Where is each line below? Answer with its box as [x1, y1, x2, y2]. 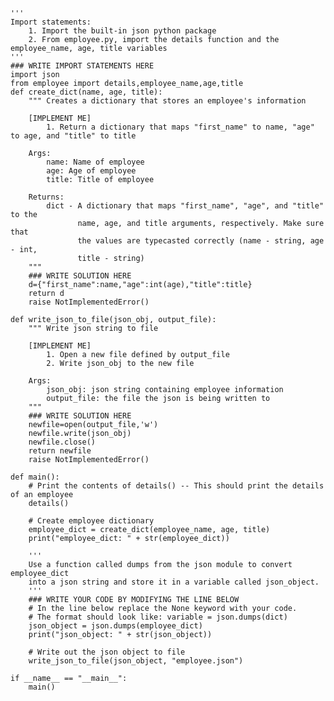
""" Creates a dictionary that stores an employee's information [28, 96, 307, 106]
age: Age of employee [46, 166, 137, 176]
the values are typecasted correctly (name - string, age [77, 236, 325, 246]
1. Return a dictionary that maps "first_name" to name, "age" [46, 122, 315, 132]
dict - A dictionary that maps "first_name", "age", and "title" [46, 201, 325, 211]
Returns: [28, 192, 65, 202]
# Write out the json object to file [28, 647, 186, 657]
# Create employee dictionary [28, 516, 155, 526]
